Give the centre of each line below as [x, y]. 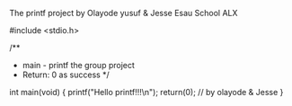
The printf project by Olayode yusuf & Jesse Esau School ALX [124, 13]
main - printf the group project [78, 65]
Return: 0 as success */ [66, 75]
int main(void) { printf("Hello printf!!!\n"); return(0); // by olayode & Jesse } [146, 92]
